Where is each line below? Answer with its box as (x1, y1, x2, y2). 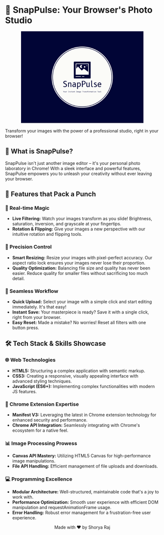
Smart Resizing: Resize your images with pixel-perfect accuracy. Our (12, 254, 153, 261)
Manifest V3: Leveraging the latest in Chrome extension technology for (12, 412, 157, 418)
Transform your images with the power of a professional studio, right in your (5, 128, 159, 134)
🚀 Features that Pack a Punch (5, 190, 96, 199)
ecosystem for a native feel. (12, 427, 69, 433)
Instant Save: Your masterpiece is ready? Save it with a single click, (12, 309, 149, 315)
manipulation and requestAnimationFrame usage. (12, 504, 112, 510)
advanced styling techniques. (12, 378, 72, 384)
